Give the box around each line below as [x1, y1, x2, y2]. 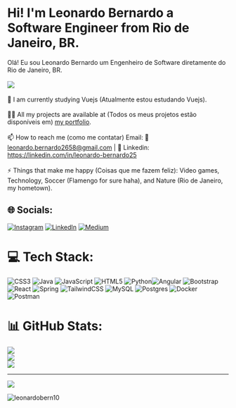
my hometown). [7, 183, 53, 192]
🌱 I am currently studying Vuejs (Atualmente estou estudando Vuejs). [7, 95, 207, 104]
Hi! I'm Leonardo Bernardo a [7, 5, 174, 21]
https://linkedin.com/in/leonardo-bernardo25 [7, 150, 137, 159]
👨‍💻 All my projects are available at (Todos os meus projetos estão [7, 110, 197, 118]
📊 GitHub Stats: [7, 318, 103, 334]
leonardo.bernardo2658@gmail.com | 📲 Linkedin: [7, 143, 150, 152]
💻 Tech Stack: [7, 249, 94, 265]
